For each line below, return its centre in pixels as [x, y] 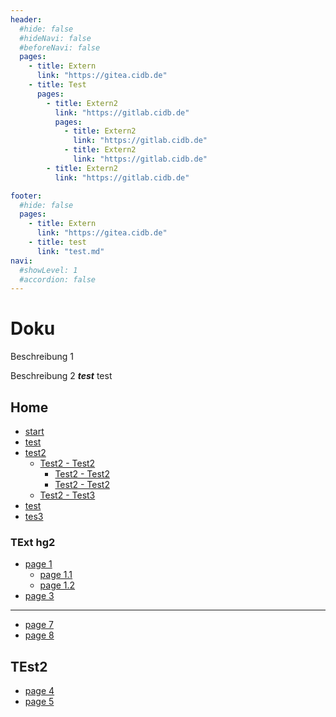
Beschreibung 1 [42, 357]
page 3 [39, 596]
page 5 [39, 702]
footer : [26, 196]
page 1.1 [56, 575]
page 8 [39, 635]
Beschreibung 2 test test [61, 376]
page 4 [39, 691]
